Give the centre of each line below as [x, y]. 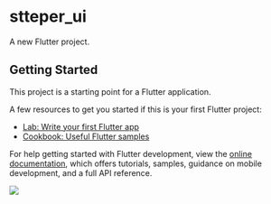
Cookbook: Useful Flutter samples [86, 136]
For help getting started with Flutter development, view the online [131, 153]
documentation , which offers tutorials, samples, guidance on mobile [135, 163]
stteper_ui [48, 17]
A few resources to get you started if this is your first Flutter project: [135, 109]
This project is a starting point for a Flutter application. [110, 91]
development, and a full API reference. [81, 172]
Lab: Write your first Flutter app [81, 126]
